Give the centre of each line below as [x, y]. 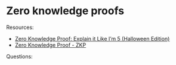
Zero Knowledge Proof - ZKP [50, 45]
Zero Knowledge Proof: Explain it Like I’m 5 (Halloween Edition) [92, 38]
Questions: [19, 56]
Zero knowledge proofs [65, 11]
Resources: [20, 27]
